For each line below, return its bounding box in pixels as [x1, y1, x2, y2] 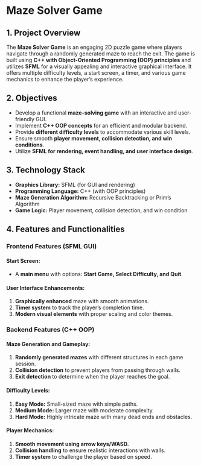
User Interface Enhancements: [6, 284, 85, 291]
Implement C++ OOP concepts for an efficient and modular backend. [14, 122, 188, 129]
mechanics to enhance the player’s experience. [6, 76, 124, 83]
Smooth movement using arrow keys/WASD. [14, 440, 129, 447]
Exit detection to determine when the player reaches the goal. [14, 373, 170, 380]
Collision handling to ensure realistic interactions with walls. [14, 447, 166, 454]
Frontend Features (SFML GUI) [6, 242, 97, 250]
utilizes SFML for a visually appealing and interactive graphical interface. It [6, 63, 192, 70]
